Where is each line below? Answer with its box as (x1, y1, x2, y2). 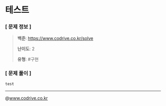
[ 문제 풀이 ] (5, 70, 32, 77)
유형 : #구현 (17, 56, 39, 62)
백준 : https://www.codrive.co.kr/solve (17, 35, 93, 41)
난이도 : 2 (17, 46, 35, 52)
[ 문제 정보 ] (5, 23, 32, 30)
